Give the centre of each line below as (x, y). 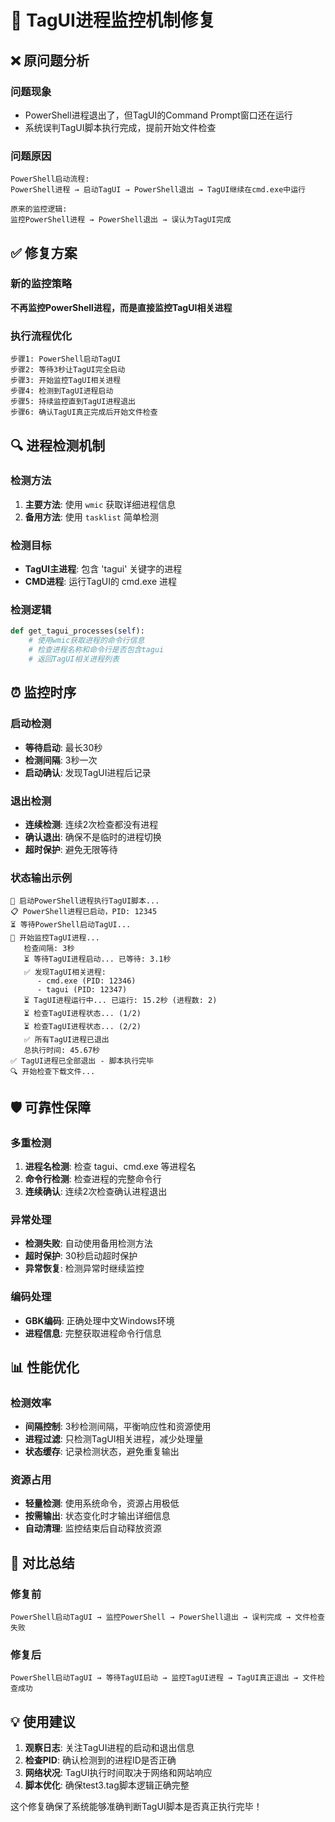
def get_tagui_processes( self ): (77, 631)
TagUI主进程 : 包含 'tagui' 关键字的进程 (103, 569)
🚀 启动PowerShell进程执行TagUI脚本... (85, 901)
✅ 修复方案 (44, 252)
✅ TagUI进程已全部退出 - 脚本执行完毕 (82, 1061)
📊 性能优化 (45, 1367)
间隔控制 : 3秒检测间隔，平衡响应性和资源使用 (118, 1427)
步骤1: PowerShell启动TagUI (66, 359)
